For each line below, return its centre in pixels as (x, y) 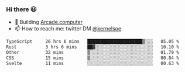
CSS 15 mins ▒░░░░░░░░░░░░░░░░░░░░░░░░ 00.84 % (93, 58)
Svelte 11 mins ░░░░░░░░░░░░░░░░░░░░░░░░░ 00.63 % (93, 63)
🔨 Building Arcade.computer (49, 22)
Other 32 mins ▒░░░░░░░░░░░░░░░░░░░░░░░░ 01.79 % (93, 53)
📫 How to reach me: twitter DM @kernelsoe (68, 29)
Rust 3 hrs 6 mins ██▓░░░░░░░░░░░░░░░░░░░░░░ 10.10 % (93, 47)
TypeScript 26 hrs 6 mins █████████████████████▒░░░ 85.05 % (93, 42)
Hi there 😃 (21, 9)
